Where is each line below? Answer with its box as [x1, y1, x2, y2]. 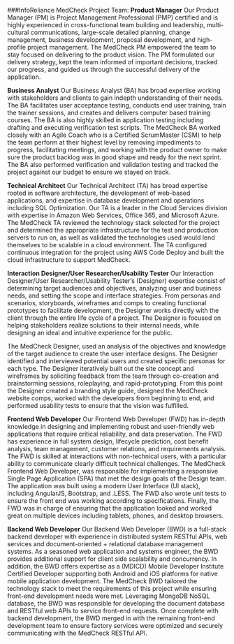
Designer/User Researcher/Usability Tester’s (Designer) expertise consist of [7, 277, 226, 285]
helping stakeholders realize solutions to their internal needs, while [7, 321, 200, 329]
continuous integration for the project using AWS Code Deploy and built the [7, 248, 225, 256]
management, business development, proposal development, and [7, 36, 196, 44]
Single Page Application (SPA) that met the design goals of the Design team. [7, 474, 227, 483]
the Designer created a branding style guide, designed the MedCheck [7, 387, 208, 395]
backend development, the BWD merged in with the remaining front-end [7, 614, 215, 622]
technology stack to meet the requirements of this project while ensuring [7, 585, 217, 592]
